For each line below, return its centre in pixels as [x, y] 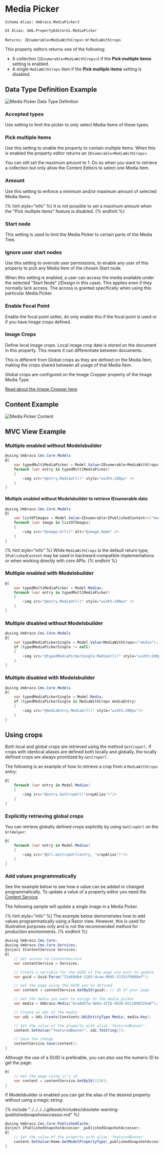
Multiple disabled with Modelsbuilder [50, 678]
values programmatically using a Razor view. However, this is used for [75, 921]
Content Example [32, 405]
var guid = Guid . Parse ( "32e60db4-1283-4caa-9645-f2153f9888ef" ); [82, 977]
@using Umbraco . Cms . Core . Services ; [41, 945]
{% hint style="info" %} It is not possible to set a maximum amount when [79, 206]
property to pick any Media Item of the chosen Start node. [63, 268]
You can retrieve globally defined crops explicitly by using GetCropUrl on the [82, 826]
